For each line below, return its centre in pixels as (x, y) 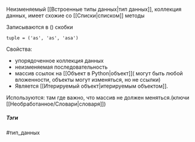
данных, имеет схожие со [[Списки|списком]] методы (75, 16)
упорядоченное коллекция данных (59, 61)
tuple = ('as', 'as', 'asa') (42, 38)
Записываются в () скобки (40, 27)
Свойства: (19, 49)
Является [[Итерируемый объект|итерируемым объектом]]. (91, 86)
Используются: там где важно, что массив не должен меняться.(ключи (98, 98)
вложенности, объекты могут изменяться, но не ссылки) (88, 80)
